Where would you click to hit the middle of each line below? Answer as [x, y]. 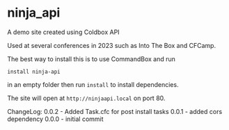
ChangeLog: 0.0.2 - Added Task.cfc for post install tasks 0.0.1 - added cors [115, 111]
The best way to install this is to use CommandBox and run [92, 59]
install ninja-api [34, 72]
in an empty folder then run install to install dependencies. [93, 84]
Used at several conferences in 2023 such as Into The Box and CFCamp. [112, 45]
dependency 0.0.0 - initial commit [55, 119]
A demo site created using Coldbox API [63, 32]
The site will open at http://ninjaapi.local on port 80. [86, 98]
